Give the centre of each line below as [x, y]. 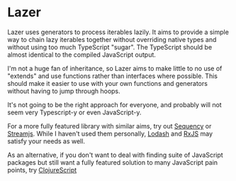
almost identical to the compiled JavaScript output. [82, 55]
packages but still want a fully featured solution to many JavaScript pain [113, 162]
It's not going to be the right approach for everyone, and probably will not [114, 104]
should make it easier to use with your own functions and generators [107, 83]
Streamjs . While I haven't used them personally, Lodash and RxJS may [110, 133]
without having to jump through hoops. [64, 91]
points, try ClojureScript [42, 170]
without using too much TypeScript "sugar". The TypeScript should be [110, 47]
